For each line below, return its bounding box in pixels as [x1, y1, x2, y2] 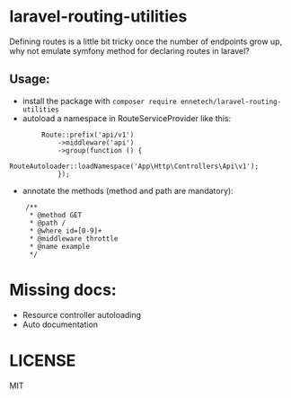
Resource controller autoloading [22, 309, 142, 320]
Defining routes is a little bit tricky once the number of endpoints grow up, [9, 36, 283, 47]
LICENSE [9, 350, 76, 370]
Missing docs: [9, 279, 117, 300]
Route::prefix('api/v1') [41, 130, 135, 139]
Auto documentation [22, 319, 99, 330]
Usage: [9, 72, 51, 87]
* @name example [29, 242, 91, 251]
